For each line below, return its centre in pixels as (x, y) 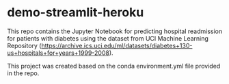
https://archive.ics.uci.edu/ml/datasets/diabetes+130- (117, 45)
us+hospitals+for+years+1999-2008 (58, 53)
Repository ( (24, 45)
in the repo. (23, 73)
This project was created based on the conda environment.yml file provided (114, 66)
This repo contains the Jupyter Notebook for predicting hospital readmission (115, 31)
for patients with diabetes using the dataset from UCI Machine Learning (108, 38)
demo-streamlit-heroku (76, 13)
